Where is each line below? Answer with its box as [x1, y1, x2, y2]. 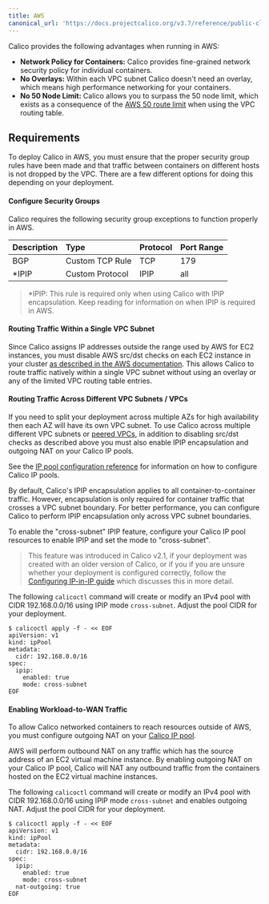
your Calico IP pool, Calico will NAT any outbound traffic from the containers [8, 763, 260, 773]
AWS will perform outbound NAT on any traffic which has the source [8, 746, 234, 756]
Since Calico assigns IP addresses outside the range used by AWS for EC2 [8, 341, 255, 351]
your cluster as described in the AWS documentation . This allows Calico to [8, 358, 255, 369]
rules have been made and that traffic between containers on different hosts [8, 161, 260, 171]
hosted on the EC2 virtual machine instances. [8, 772, 159, 781]
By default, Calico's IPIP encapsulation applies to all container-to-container [8, 486, 256, 495]
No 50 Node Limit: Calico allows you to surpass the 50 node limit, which [19, 91, 259, 100]
